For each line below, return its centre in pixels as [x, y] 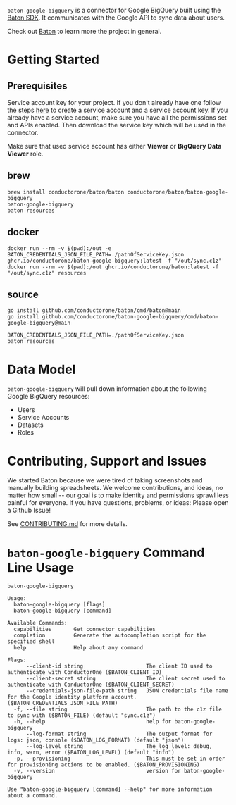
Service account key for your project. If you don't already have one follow [114, 102]
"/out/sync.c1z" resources [47, 273]
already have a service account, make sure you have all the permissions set [117, 118]
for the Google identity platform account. [72, 697]
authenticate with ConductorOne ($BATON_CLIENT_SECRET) [91, 685]
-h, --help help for [93, 722]
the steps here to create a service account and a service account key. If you [118, 110]
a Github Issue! [29, 511]
